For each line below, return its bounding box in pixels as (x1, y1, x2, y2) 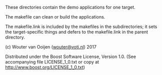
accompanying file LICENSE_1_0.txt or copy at (5, 59, 99, 64)
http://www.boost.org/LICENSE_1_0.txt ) (5, 64, 85, 70)
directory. (5, 34, 25, 40)
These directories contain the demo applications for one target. (5, 4, 136, 10)
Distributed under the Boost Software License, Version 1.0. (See (5, 53, 136, 59)
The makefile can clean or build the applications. (5, 14, 105, 19)
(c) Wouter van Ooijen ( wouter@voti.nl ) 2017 (5, 44, 96, 49)
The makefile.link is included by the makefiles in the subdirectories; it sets (5, 23, 157, 29)
